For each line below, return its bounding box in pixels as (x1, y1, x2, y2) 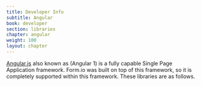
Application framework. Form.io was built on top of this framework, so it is (6, 66, 192, 73)
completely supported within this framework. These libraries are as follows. (6, 73, 196, 80)
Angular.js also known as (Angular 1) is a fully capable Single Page (6, 59, 172, 67)
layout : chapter (6, 43, 48, 49)
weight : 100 (6, 37, 37, 43)
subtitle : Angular (6, 15, 53, 21)
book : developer (6, 20, 48, 26)
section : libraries (6, 26, 56, 32)
